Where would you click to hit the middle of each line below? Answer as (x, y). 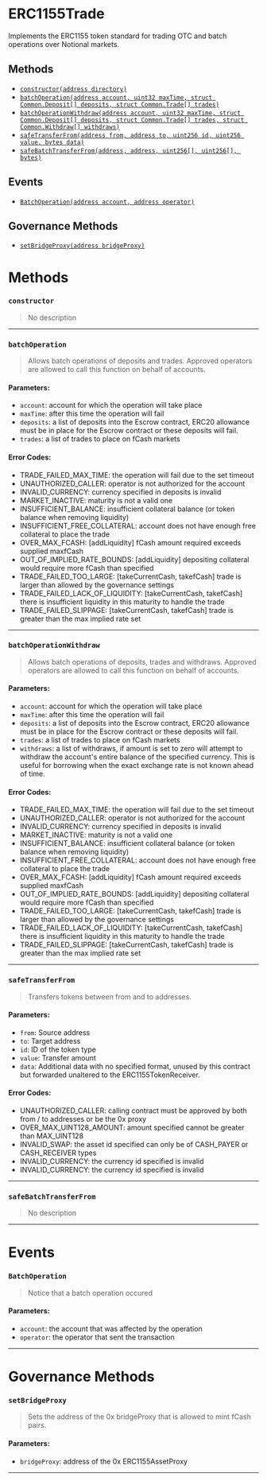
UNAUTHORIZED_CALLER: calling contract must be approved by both (133, 1111)
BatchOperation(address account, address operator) (107, 202)
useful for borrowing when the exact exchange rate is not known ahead (137, 766)
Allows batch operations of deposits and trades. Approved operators (140, 361)
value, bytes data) (52, 142)
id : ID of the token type (58, 1049)
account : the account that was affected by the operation (111, 1328)
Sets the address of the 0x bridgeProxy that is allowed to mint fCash (139, 1417)
